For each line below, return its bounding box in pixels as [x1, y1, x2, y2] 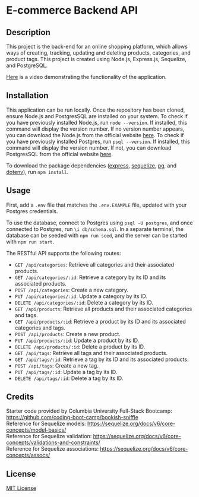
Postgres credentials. [6, 207, 58, 214]
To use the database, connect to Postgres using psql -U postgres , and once [6, 219, 193, 226]
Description [6, 27, 50, 37]
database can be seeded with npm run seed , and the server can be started [6, 232, 188, 239]
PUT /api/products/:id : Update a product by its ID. [14, 337, 140, 344]
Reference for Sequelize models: [6, 420, 86, 428]
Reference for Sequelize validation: [6, 433, 92, 440]
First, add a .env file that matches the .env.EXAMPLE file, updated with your [6, 201, 187, 208]
